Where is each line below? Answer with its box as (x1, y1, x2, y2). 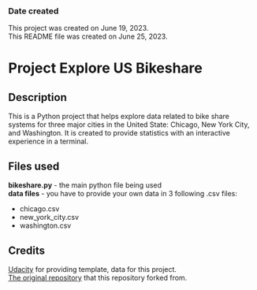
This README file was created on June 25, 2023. (8, 32, 168, 41)
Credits (8, 244, 46, 257)
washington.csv (19, 221, 72, 230)
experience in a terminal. (8, 136, 89, 147)
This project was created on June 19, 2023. (8, 24, 149, 33)
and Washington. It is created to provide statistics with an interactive (8, 128, 230, 138)
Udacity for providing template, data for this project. (8, 264, 177, 273)
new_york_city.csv (19, 213, 80, 222)
